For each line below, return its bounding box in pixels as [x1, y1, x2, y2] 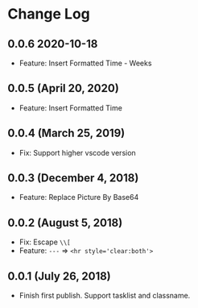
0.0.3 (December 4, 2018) [7, 171, 139, 185]
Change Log [7, 5, 90, 23]
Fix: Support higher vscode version [19, 148, 136, 157]
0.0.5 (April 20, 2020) [7, 81, 120, 95]
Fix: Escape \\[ [19, 237, 72, 247]
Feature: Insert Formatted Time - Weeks [19, 58, 152, 68]
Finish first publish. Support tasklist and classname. [19, 291, 191, 301]
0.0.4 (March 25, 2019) [7, 127, 126, 140]
